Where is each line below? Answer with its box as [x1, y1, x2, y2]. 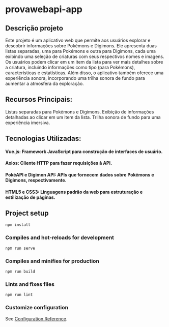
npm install [5, 222, 31, 227]
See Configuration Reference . [5, 315, 68, 321]
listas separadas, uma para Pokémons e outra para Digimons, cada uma [5, 48, 156, 54]
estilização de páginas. [5, 194, 55, 200]
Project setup [5, 209, 49, 217]
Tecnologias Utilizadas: [5, 134, 81, 143]
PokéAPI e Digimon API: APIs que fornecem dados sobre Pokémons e [5, 171, 154, 177]
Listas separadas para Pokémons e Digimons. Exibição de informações [5, 108, 154, 115]
